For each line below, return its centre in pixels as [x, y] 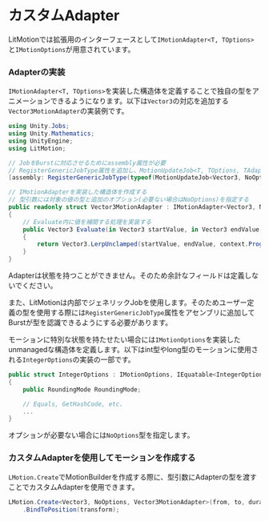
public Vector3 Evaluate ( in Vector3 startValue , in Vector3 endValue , [143, 229]
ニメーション [29, 101]
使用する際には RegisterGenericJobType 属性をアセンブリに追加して [145, 313]
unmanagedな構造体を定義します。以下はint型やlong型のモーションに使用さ [133, 350]
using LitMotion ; [37, 148]
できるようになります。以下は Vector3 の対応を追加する [140, 101]
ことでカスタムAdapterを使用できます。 [74, 487]
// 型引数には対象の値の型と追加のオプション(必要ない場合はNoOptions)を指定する [129, 200]
